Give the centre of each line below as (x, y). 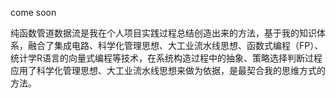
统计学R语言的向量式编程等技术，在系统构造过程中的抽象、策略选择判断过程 (166, 58)
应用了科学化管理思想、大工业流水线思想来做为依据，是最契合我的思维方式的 (168, 70)
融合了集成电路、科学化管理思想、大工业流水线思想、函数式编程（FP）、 (175, 45)
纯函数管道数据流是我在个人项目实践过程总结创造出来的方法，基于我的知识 (163, 33)
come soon (33, 12)
